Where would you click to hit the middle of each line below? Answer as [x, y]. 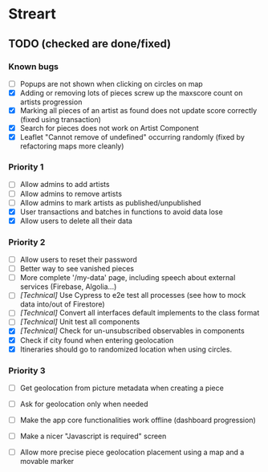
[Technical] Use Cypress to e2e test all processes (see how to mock [133, 295]
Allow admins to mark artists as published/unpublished [110, 202]
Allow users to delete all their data [76, 221]
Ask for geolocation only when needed [84, 404]
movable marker [47, 462]
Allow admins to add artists [65, 185]
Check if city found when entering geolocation [97, 340]
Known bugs [33, 67]
